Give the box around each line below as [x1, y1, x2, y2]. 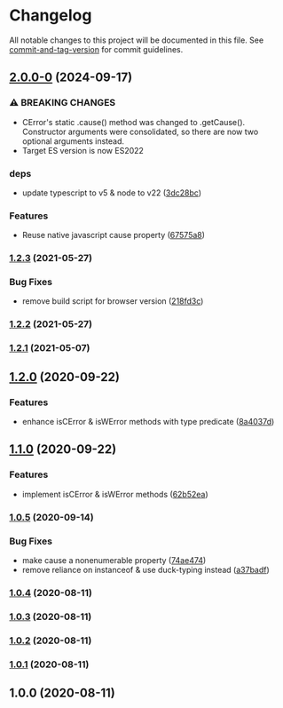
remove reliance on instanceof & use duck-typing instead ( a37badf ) [21, 564, 271, 575]
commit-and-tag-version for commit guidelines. [9, 44, 184, 54]
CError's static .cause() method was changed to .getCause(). [21, 116, 246, 127]
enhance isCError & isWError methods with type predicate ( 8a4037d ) [21, 416, 275, 426]
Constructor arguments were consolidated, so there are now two [21, 126, 259, 137]
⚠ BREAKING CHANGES [9, 97, 116, 109]
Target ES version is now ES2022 [21, 145, 145, 155]
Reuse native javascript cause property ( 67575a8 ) [21, 230, 206, 241]
